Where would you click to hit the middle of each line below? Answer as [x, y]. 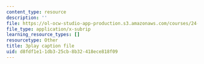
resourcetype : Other [32, 40]
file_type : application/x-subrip [49, 29]
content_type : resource [36, 12]
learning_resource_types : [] [43, 35]
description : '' [27, 18]
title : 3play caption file [40, 46]
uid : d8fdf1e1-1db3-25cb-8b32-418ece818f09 [62, 52]
